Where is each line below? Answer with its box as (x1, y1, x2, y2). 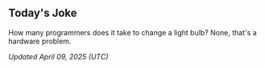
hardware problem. (8, 36, 72, 46)
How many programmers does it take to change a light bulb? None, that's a (8, 27, 258, 37)
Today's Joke (8, 6, 78, 20)
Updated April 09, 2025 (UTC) (8, 51, 109, 61)
